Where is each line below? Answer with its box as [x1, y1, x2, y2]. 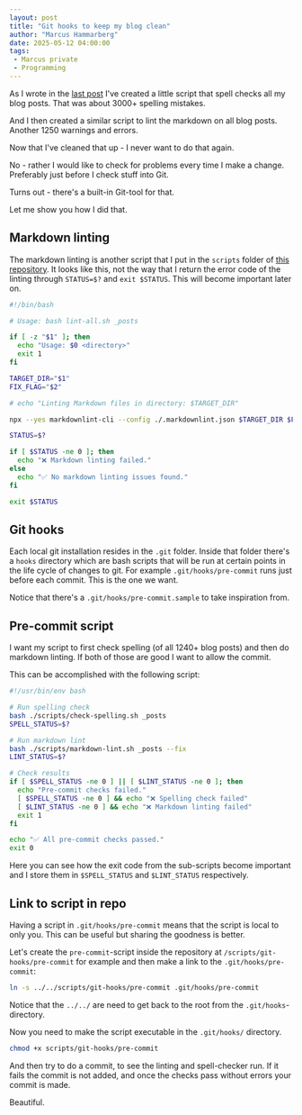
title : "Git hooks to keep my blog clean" [9, 22, 171, 31]
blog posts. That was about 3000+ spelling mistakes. [9, 97, 206, 108]
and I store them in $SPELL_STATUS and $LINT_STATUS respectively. [9, 870, 249, 881]
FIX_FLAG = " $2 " [9, 382, 63, 392]
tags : [9, 47, 30, 56]
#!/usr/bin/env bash [9, 686, 87, 696]
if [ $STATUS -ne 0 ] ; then [9, 448, 115, 457]
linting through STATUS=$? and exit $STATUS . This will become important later [9, 273, 292, 284]
